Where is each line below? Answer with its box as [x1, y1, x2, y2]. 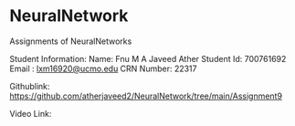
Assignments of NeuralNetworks [9, 36, 132, 47]
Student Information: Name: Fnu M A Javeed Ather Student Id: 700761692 [9, 53, 287, 64]
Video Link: [9, 108, 52, 119]
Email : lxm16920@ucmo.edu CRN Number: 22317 [9, 63, 197, 74]
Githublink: [9, 80, 50, 91]
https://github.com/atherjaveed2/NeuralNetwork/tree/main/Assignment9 [9, 90, 283, 101]
